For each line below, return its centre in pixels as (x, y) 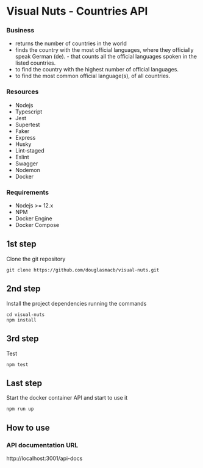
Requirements (28, 192)
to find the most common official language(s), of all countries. (93, 76)
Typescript (29, 112)
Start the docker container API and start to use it (67, 398)
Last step (24, 383)
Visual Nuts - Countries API (77, 11)
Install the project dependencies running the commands (77, 303)
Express (25, 137)
